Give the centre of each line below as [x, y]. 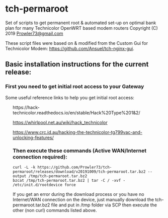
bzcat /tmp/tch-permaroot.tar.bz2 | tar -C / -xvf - [69, 180]
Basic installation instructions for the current [77, 64]
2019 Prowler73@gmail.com [34, 33]
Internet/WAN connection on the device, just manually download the [83, 199]
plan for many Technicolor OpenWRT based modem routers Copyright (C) [82, 28]
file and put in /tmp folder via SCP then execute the [104, 205]
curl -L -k [24, 167]
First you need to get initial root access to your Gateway [75, 87]
